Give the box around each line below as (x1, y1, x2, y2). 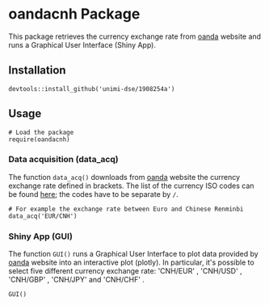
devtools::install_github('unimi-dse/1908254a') (8, 85, 175, 93)
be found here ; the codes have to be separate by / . (8, 189, 179, 198)
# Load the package (8, 128, 74, 136)
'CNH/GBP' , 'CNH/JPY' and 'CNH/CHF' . (8, 275, 145, 285)
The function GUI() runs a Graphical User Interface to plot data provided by (8, 249, 258, 259)
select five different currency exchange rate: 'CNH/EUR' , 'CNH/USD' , (8, 266, 242, 276)
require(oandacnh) (8, 135, 70, 144)
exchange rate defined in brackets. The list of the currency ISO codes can (8, 181, 254, 190)
